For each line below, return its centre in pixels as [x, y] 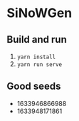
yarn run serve [39, 65]
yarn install [36, 57]
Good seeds [34, 86]
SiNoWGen [39, 13]
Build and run [37, 40]
